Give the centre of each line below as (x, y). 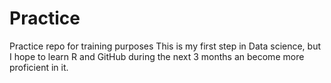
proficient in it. (39, 67)
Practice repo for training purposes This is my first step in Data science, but (165, 46)
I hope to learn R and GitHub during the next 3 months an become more (157, 56)
